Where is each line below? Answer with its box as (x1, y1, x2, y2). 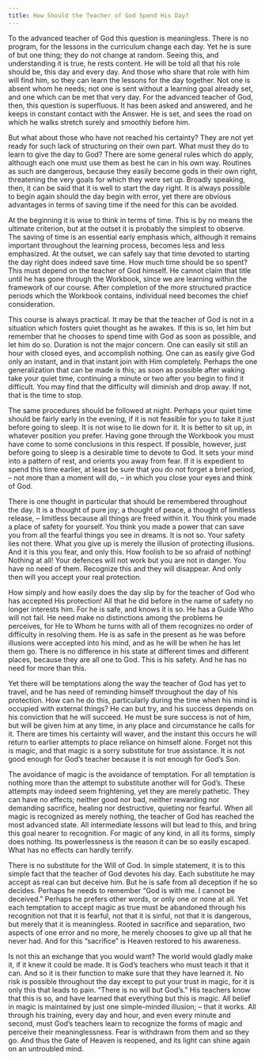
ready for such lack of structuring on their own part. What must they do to (8, 141, 249, 150)
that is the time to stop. (8, 390, 83, 399)
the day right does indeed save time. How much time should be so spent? (8, 257, 248, 267)
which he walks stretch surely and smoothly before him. (8, 117, 191, 127)
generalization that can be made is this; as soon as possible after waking (8, 365, 245, 374)
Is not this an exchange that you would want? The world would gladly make (8, 951, 253, 961)
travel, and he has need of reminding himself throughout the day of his (8, 687, 238, 696)
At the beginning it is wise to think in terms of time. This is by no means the (8, 215, 253, 225)
